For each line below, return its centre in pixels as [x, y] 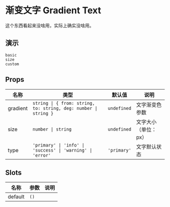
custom [12, 64]
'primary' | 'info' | [59, 145]
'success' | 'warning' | [62, 150]
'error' [42, 155]
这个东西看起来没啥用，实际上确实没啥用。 [50, 25]
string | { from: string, [64, 103]
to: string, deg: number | [65, 108]
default [16, 197]
